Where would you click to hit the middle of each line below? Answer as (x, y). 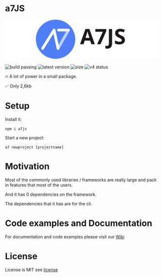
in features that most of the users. (39, 185)
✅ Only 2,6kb (18, 86)
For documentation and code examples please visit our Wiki (65, 237)
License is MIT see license (32, 270)
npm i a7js (16, 129)
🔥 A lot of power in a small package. (41, 76)
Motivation (27, 166)
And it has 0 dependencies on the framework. (51, 194)
